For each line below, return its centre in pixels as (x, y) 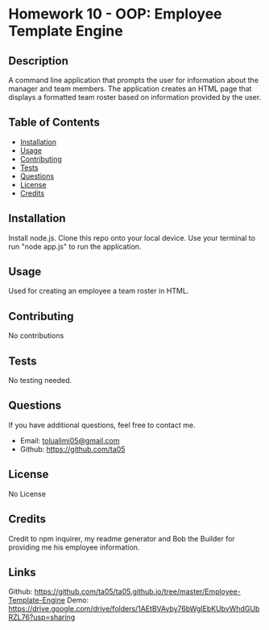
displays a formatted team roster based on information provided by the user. (135, 97)
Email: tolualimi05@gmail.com (70, 440)
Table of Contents (54, 123)
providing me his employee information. (74, 547)
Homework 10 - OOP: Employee (116, 14)
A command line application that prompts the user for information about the (134, 80)
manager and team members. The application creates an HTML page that (130, 89)
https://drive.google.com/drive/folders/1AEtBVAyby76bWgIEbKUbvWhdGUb (134, 609)
